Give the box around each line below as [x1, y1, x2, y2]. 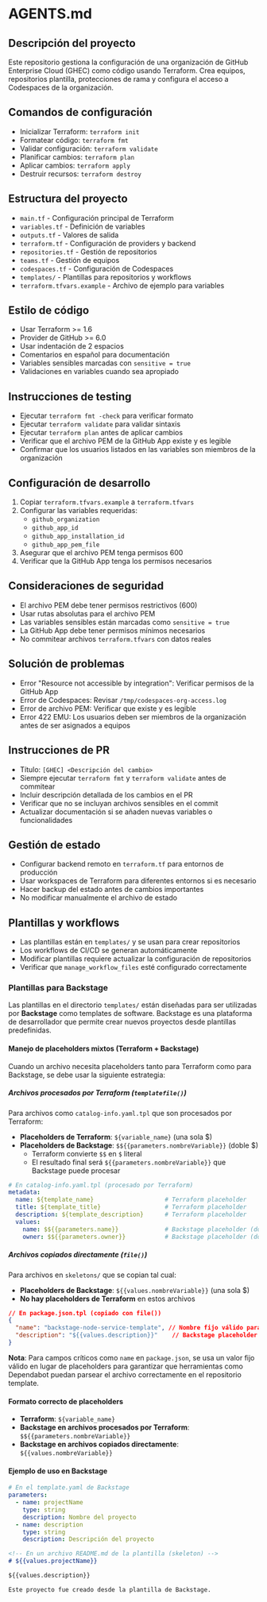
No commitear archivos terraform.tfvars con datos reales [19, 634, 212, 643]
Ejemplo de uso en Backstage [8, 1466, 108, 1476]
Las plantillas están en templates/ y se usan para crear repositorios [19, 937, 241, 947]
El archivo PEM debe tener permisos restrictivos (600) [19, 600, 198, 610]
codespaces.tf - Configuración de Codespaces [19, 264, 174, 273]
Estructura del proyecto [8, 192, 129, 206]
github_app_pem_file [31, 541, 100, 549]
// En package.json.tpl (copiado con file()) [8, 1309, 161, 1317]
